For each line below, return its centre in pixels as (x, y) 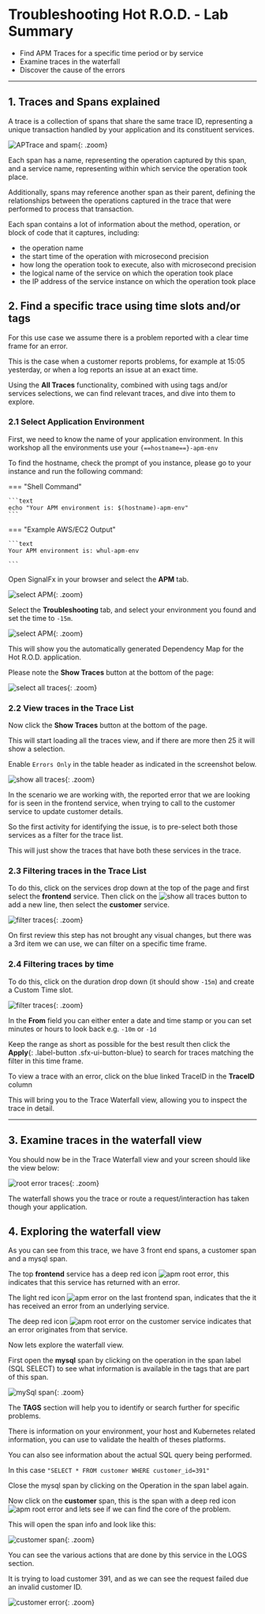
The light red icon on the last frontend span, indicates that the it (132, 1298)
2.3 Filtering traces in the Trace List (78, 871)
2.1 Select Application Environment (77, 422)
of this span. (28, 1377)
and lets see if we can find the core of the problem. (148, 1509)
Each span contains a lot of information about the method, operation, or (124, 224)
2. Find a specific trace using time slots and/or (124, 306)
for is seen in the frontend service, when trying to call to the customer (121, 803)
